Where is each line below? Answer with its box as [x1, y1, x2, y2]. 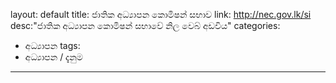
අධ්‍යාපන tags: [24, 40, 81, 51]
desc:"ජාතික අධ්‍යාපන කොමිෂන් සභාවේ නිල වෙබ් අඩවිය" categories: [10, 20, 281, 31]
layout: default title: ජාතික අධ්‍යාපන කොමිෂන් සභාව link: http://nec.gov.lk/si [10, 9, 312, 20]
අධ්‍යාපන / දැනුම [24, 51, 83, 63]
